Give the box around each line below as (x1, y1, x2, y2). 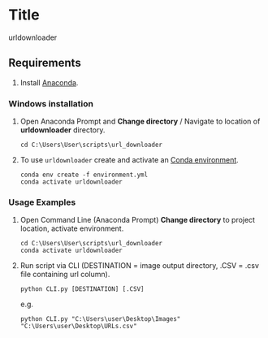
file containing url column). (19, 270, 110, 279)
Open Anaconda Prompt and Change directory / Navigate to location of (19, 116, 261, 127)
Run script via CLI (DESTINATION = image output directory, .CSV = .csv (19, 261, 260, 271)
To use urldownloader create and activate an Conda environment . (19, 155, 240, 165)
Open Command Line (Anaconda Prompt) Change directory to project (19, 215, 256, 225)
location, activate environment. (19, 223, 124, 233)
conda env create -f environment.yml (19, 171, 149, 180)
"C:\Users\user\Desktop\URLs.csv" (19, 323, 137, 331)
